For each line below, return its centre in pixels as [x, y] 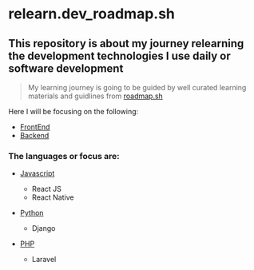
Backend [34, 135]
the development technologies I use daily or [120, 56]
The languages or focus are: [64, 156]
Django [44, 228]
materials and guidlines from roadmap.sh [95, 96]
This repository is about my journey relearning [126, 44]
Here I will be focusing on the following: [73, 111]
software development [66, 68]
